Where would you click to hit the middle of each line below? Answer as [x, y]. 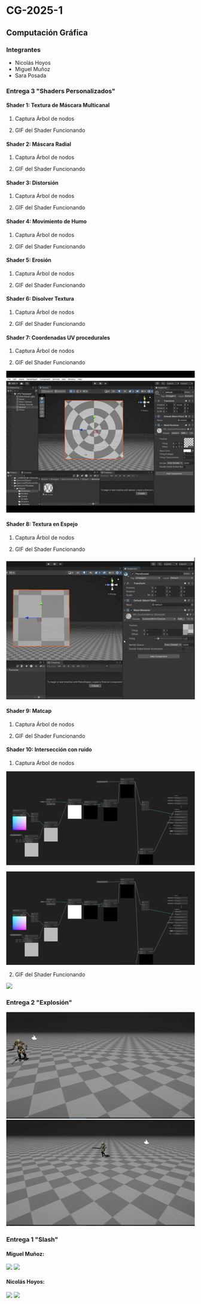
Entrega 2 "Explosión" [39, 1002]
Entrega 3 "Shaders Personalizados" [61, 91]
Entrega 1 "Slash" [32, 1240]
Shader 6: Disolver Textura [40, 299]
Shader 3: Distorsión [32, 182]
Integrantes [23, 50]
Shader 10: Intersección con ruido [49, 750]
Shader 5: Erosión [29, 260]
